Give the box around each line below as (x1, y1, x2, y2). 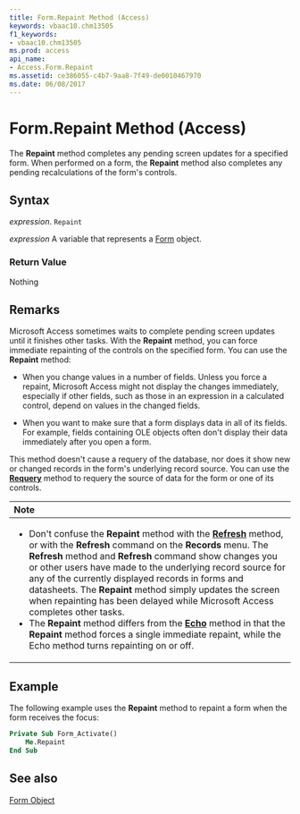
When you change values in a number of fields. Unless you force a (21, 372, 268, 383)
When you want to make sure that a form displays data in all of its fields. (21, 418, 287, 428)
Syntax (9, 192, 50, 208)
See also (9, 771, 58, 786)
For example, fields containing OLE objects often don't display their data (21, 427, 288, 438)
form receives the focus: (9, 712, 100, 723)
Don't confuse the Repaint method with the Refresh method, (29, 528, 284, 540)
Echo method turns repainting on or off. (29, 640, 195, 652)
